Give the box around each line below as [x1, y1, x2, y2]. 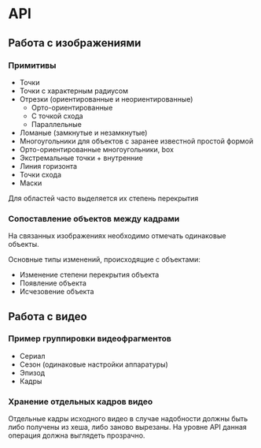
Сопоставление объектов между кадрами [8, 213, 180, 224]
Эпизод [19, 368, 46, 377]
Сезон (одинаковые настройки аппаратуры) [19, 360, 169, 369]
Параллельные [31, 119, 83, 129]
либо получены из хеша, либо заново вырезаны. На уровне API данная [8, 423, 248, 432]
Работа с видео [8, 309, 88, 323]
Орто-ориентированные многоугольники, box [19, 144, 175, 154]
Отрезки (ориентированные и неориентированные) [19, 94, 193, 103]
